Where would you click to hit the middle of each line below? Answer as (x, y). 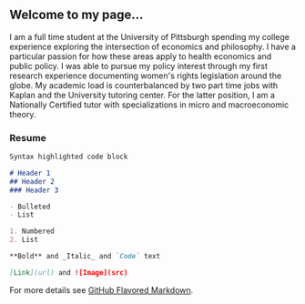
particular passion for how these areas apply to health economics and (140, 56)
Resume (28, 137)
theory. (23, 114)
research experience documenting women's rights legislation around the (146, 76)
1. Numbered (32, 231)
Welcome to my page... (76, 15)
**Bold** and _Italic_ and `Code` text (85, 257)
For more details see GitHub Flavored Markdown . (102, 289)
